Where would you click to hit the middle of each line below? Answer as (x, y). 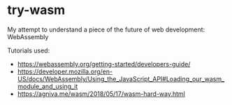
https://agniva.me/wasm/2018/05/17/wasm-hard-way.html (101, 94)
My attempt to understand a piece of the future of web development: (106, 29)
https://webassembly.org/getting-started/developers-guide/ (104, 64)
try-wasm (36, 10)
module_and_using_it (48, 86)
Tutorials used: (29, 50)
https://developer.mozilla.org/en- (65, 71)
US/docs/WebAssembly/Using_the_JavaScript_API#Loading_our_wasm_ (121, 78)
